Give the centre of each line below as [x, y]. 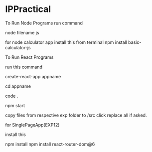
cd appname [18, 86]
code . [12, 96]
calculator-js [18, 47]
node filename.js [22, 32]
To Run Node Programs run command [44, 23]
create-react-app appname [33, 76]
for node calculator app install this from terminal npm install [66, 42]
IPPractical [28, 9]
